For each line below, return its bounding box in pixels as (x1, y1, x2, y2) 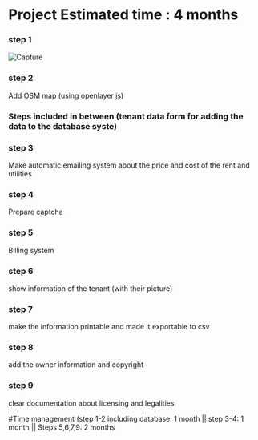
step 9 (8, 380, 34, 391)
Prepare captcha (8, 207, 63, 217)
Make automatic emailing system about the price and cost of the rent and (8, 160, 250, 170)
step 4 (8, 188, 34, 200)
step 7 (8, 303, 34, 314)
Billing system (8, 245, 54, 255)
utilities (8, 169, 32, 178)
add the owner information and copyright (8, 360, 144, 369)
